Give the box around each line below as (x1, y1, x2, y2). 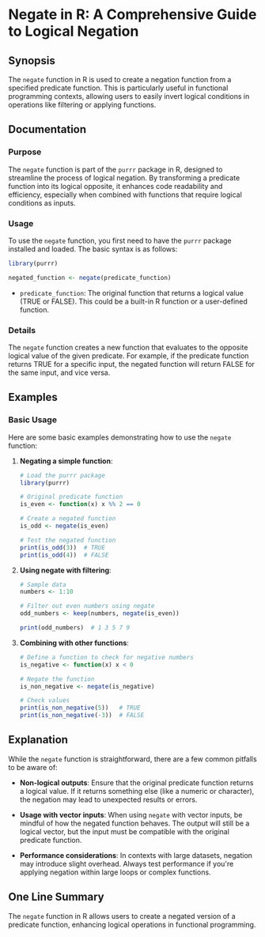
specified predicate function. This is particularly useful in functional (8, 83, 229, 93)
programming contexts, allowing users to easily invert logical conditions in (8, 92, 250, 100)
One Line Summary (8, 890, 104, 904)
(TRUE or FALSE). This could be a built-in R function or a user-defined (19, 297, 248, 306)
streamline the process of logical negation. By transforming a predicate (8, 172, 240, 183)
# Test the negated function (19, 536, 116, 544)
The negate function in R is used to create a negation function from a (8, 75, 232, 84)
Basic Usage (8, 414, 58, 425)
